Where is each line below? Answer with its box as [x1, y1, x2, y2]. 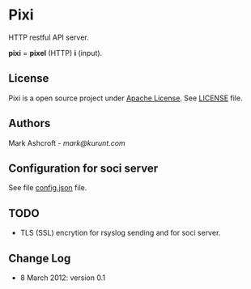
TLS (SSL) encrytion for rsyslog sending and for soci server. [19, 228, 221, 238]
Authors [8, 117, 51, 130]
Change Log [8, 251, 71, 265]
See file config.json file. [8, 183, 87, 193]
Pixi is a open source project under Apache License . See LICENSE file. [8, 93, 243, 103]
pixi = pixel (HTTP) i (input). [8, 48, 103, 57]
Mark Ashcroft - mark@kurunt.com [8, 138, 125, 147]
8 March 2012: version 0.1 [19, 273, 106, 283]
